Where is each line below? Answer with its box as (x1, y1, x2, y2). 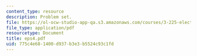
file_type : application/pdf (6, 24, 75, 31)
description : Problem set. (6, 14, 72, 20)
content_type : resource (6, 8, 64, 15)
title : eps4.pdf (6, 36, 46, 41)
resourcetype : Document (6, 30, 64, 36)
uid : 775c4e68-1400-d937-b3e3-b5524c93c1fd (6, 41, 114, 47)
